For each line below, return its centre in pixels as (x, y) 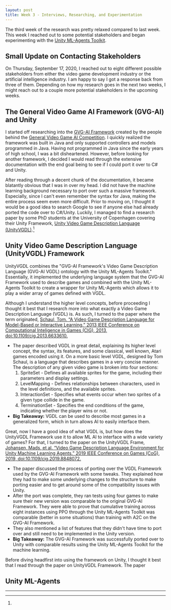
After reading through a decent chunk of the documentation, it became (80, 180)
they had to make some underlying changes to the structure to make (84, 479)
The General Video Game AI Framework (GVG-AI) (85, 112)
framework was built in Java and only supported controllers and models (81, 143)
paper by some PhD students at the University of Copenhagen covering (80, 218)
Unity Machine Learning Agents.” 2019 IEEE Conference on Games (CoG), (83, 453)
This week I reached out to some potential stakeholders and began (75, 35)
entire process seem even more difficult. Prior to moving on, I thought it (80, 202)
